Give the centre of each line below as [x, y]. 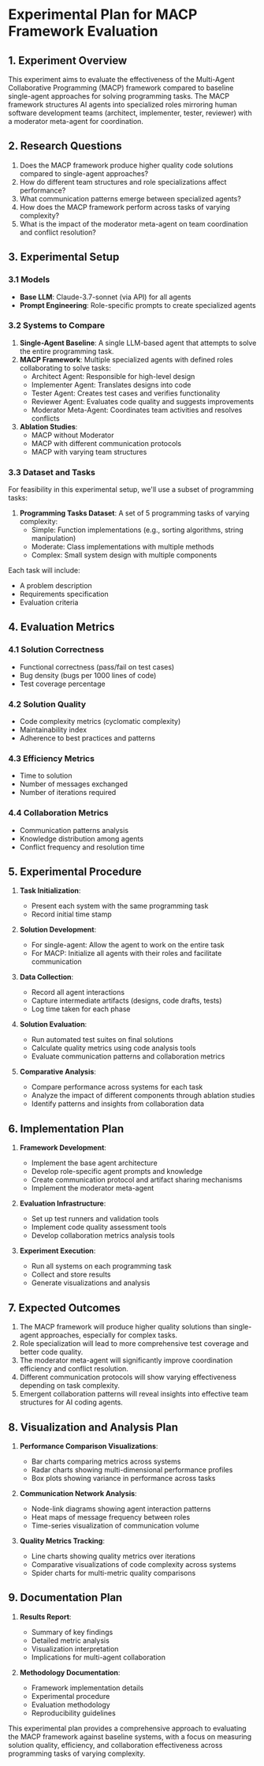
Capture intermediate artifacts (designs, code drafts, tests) [126, 1001]
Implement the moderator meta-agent [93, 1188]
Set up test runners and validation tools [95, 1219]
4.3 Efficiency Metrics [51, 758]
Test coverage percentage [62, 684]
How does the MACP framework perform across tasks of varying [125, 207]
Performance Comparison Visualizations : [89, 1445]
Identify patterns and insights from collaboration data [118, 1104]
